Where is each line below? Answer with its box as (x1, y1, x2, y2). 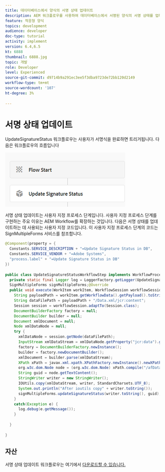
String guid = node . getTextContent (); (18, 370, 98, 375)
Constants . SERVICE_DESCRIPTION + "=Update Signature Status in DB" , (9, 246, 153, 251)
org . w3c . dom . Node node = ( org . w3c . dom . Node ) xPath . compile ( (18, 366, 144, 370)
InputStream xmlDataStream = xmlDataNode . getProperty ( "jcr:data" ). (18, 340, 160, 344)
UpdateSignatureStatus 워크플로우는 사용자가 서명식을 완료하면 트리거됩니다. (5, 136, 155, 142)
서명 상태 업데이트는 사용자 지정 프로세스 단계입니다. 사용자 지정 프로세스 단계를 (5, 212, 157, 218)
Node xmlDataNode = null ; (14, 324, 67, 329)
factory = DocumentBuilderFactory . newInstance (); (18, 344, 122, 349)
